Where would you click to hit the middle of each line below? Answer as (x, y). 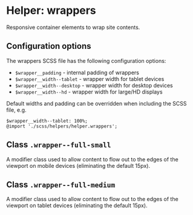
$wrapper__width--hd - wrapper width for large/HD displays (89, 92)
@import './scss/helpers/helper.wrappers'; (62, 126)
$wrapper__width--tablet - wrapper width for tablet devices (90, 79)
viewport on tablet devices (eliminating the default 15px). (77, 205)
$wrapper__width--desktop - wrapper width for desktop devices (94, 85)
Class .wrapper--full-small (59, 145)
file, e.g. (16, 110)
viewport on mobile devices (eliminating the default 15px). (78, 165)
